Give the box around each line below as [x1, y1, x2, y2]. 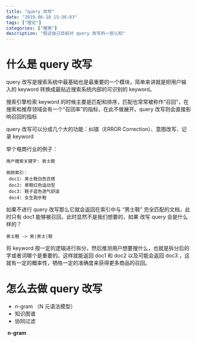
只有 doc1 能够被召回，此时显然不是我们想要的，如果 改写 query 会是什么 [11, 213, 188, 221]
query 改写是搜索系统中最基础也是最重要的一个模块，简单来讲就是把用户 [6, 78, 182, 85]
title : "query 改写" [6, 8, 55, 15]
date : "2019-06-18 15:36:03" [6, 14, 78, 20]
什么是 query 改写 [6, 58, 92, 71]
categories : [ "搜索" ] [6, 25, 58, 31]
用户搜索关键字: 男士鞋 [6, 159, 56, 165]
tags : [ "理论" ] [6, 19, 42, 25]
